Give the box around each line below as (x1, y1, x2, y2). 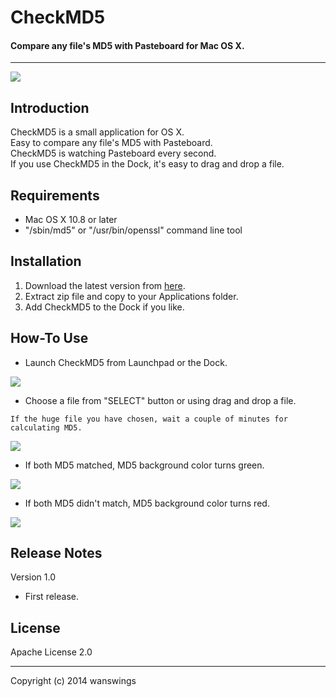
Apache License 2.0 (10, 646, 93, 658)
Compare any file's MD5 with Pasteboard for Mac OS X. (10, 39, 245, 51)
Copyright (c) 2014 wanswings (10, 675, 137, 687)
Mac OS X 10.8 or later (24, 214, 118, 226)
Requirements (10, 187, 100, 204)
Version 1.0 (10, 571, 56, 583)
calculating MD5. (10, 422, 83, 433)
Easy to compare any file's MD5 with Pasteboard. (10, 137, 213, 149)
